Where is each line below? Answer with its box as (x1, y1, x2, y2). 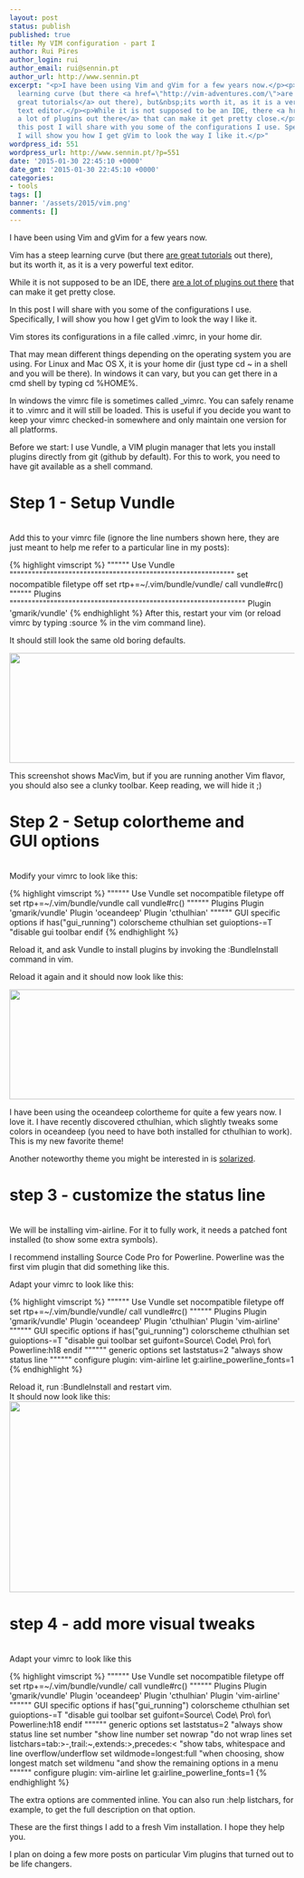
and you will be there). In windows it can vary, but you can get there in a (9, 368, 278, 379)
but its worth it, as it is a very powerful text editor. (9, 259, 195, 270)
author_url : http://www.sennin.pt (9, 73, 140, 82)
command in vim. (9, 954, 74, 964)
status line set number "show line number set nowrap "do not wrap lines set (9, 1728, 292, 1739)
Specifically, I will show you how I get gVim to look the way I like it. (9, 314, 258, 324)
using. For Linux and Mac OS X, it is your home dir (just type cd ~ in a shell (9, 358, 288, 369)
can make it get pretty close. (9, 286, 116, 297)
